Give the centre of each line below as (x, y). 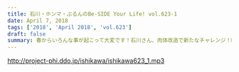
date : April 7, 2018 (38, 21)
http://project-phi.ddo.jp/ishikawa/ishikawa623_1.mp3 (86, 61)
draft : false (27, 34)
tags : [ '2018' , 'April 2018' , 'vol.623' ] (70, 27)
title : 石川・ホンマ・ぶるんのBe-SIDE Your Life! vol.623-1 (92, 14)
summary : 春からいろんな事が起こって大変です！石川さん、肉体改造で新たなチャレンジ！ (119, 41)
